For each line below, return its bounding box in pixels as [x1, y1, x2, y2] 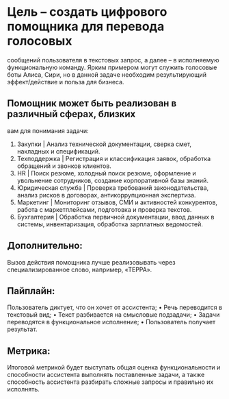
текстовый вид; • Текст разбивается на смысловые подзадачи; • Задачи [7, 311, 220, 319]
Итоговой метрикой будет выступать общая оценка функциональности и [7, 363, 221, 372]
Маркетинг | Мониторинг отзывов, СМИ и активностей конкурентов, [16, 198, 217, 206]
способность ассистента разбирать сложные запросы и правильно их [7, 378, 214, 386]
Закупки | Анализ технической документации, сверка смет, [16, 140, 192, 148]
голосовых [7, 34, 72, 49]
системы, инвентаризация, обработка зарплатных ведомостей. [16, 220, 204, 228]
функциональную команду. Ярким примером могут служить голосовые [7, 63, 217, 71]
